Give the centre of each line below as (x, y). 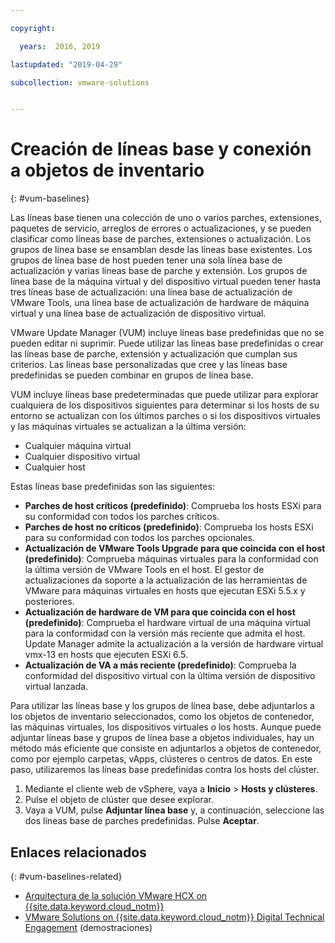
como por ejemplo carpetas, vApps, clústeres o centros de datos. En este (161, 759)
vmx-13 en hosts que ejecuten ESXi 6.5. (106, 655)
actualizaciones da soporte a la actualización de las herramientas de (166, 580)
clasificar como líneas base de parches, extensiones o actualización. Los (161, 239)
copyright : (33, 28)
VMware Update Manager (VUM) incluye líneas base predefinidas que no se (167, 333)
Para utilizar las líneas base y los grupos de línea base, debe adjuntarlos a (162, 706)
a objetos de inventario (107, 170)
